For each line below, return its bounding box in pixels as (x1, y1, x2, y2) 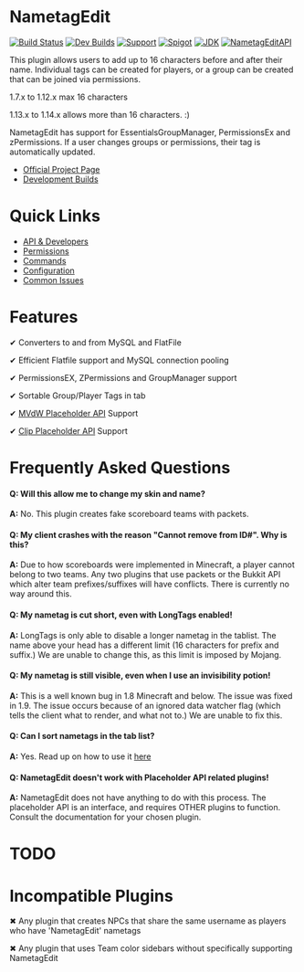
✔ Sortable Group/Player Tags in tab (9, 390, 146, 401)
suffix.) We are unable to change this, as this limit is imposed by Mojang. (9, 649, 282, 660)
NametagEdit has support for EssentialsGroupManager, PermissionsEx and (9, 126, 290, 138)
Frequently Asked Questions (9, 458, 231, 478)
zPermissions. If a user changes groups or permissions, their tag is (9, 136, 261, 147)
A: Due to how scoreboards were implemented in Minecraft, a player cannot (9, 559, 295, 570)
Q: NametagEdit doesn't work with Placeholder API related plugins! (9, 772, 269, 783)
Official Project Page (22, 164, 100, 174)
